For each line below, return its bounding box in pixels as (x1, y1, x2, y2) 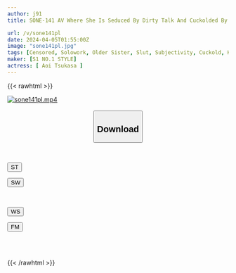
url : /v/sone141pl (7, 30, 61, 37)
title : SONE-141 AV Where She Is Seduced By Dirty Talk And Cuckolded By (7, 17, 228, 24)
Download (97, 124, 139, 134)
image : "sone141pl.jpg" (7, 43, 77, 50)
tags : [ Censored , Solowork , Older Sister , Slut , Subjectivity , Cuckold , (7, 49, 225, 56)
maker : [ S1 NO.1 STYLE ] (7, 56, 77, 63)
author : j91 (7, 10, 42, 18)
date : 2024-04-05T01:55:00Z (7, 36, 90, 43)
